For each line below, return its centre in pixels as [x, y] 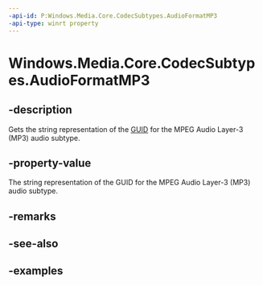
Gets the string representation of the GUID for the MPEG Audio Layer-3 [126, 129]
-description [40, 110]
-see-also [33, 244]
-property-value [50, 163]
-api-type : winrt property [53, 23]
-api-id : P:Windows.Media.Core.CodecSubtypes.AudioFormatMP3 [113, 16]
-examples [36, 271]
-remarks [32, 216]
